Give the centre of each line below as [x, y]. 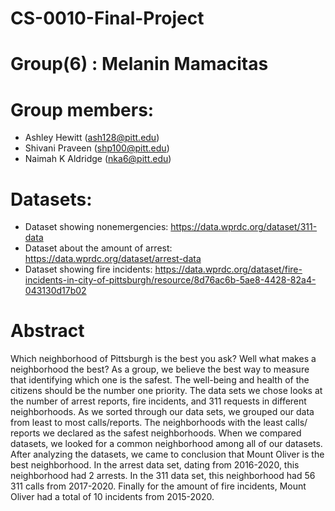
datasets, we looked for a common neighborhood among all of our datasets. [166, 444]
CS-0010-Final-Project [107, 18]
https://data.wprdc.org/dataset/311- [244, 227]
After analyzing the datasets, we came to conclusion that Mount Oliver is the [167, 454]
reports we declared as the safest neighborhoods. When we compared [156, 433]
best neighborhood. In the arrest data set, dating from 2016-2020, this [155, 465]
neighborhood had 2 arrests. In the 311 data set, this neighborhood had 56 [163, 476]
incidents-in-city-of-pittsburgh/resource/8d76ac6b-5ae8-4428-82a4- [170, 280]
